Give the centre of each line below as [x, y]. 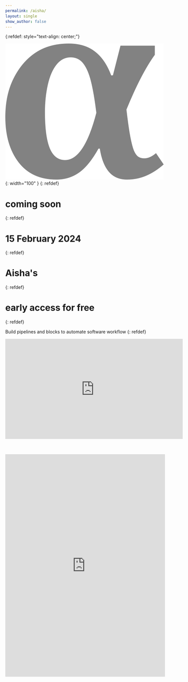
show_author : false [26, 21]
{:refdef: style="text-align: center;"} [43, 37]
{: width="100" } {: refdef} [32, 184]
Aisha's [22, 273]
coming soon [33, 204]
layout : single [21, 16]
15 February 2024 [43, 239]
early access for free [50, 308]
